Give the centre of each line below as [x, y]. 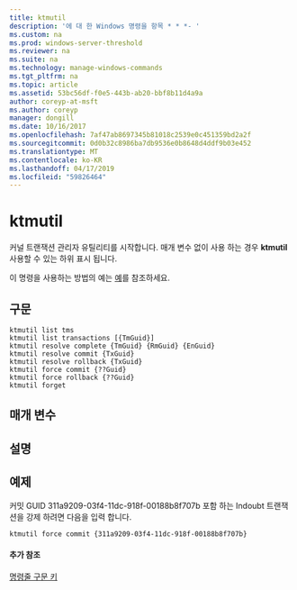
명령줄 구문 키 [34, 576]
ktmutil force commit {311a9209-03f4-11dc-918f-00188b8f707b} [128, 534]
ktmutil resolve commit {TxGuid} [72, 354]
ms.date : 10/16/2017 [48, 127]
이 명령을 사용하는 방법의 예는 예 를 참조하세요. [90, 278]
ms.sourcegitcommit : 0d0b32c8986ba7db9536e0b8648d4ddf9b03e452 [130, 143]
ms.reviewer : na [40, 51]
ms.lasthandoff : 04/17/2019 [62, 168]
